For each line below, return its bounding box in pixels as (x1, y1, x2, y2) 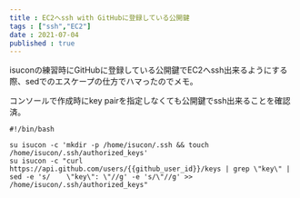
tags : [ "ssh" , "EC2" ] (9, 22, 92, 31)
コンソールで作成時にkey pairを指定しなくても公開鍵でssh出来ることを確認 (9, 95, 291, 106)
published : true (9, 38, 75, 48)
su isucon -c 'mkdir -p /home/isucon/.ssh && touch (9, 141, 209, 150)
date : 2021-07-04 (9, 30, 79, 39)
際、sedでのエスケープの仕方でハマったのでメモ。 (9, 76, 198, 87)
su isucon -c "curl (9, 156, 84, 166)
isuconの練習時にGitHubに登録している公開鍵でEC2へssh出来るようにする (9, 64, 288, 75)
